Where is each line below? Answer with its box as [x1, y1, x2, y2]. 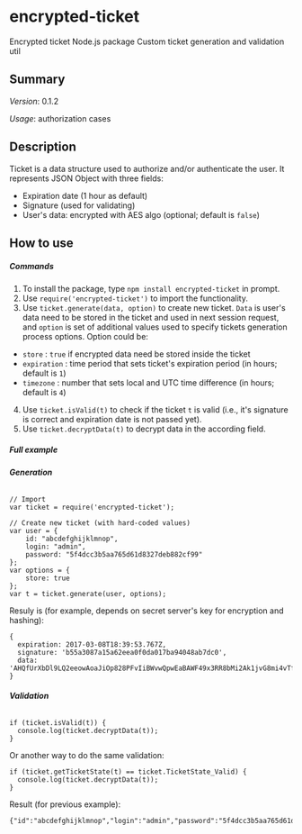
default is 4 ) [22, 386, 67, 397]
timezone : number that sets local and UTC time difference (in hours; [22, 376, 275, 388]
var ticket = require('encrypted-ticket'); [9, 503, 175, 512]
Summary [9, 72, 66, 87]
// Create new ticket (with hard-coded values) [9, 518, 191, 528]
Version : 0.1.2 [9, 95, 59, 106]
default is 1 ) [22, 367, 67, 378]
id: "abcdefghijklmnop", [25, 534, 119, 543]
